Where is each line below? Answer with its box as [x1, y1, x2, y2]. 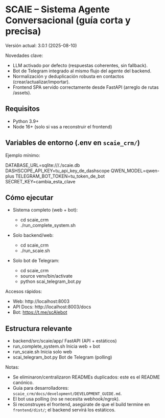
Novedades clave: [5, 52, 43, 59]
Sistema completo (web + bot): [12, 207, 78, 213]
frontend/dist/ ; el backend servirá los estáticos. [12, 407, 116, 413]
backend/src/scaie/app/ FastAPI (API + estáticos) [12, 338, 117, 344]
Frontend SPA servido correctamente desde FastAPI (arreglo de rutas [12, 84, 159, 90]
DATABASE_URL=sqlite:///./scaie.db [5, 162, 80, 168]
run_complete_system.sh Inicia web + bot [12, 343, 101, 350]
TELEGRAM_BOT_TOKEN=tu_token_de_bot [15, 173, 105, 179]
